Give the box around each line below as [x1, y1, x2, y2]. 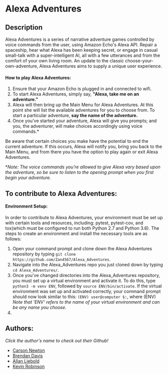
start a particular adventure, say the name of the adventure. [12, 113, 138, 119]
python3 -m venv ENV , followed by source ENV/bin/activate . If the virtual [12, 283, 162, 289]
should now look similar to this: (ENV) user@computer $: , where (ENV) [12, 294, 156, 300]
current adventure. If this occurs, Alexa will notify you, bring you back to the [5, 144, 162, 150]
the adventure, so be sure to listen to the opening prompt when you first [5, 169, 154, 175]
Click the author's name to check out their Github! [5, 337, 109, 343]
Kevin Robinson [12, 363, 45, 369]
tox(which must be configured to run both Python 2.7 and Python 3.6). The [5, 225, 159, 231]
